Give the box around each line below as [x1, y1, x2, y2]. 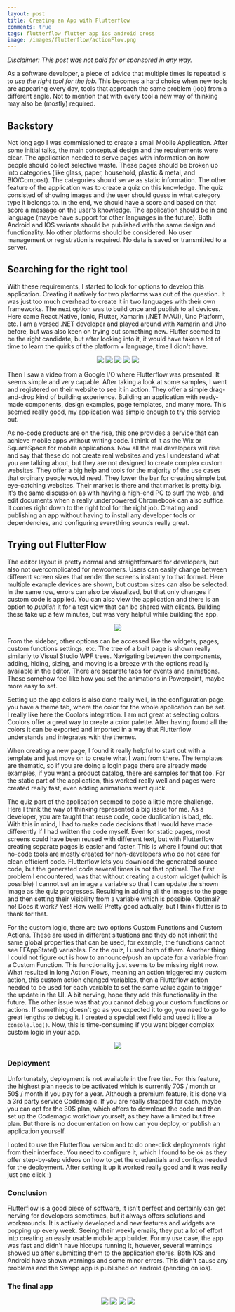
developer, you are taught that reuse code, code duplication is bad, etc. [7, 812, 214, 821]
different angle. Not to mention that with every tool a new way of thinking [7, 92, 218, 101]
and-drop [7, 392, 35, 401]
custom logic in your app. [7, 1028, 81, 1036]
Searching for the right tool [7, 263, 128, 275]
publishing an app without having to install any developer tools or [7, 511, 196, 519]
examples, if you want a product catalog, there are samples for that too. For [7, 769, 226, 777]
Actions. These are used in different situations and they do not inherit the [7, 931, 219, 939]
